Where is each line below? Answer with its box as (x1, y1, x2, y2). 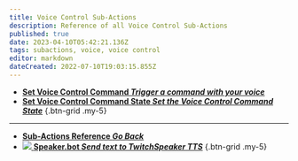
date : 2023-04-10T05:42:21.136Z (9, 37, 129, 47)
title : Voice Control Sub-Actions (9, 12, 137, 22)
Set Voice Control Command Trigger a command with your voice (21, 86, 265, 97)
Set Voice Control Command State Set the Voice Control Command (21, 96, 273, 106)
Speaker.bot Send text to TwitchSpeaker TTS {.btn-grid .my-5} (33, 141, 268, 151)
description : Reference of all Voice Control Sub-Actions (9, 21, 228, 30)
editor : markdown (9, 54, 74, 63)
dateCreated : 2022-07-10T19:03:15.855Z (9, 63, 157, 72)
